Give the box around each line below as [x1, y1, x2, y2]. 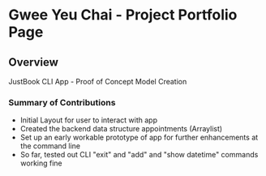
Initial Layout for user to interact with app [19, 115, 158, 125]
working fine [19, 158, 62, 168]
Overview [8, 55, 59, 69]
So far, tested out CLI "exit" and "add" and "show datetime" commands [19, 150, 259, 160]
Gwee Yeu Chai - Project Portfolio [8, 6, 238, 24]
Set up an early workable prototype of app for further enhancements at [19, 132, 259, 143]
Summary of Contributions [8, 97, 116, 108]
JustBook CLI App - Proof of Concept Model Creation [8, 77, 187, 86]
